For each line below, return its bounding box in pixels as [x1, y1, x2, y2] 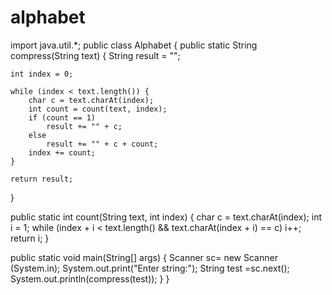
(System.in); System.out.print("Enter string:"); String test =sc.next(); [10, 262, 290, 274]
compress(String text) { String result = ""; [10, 49, 181, 61]
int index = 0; [10, 69, 74, 79]
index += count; [28, 147, 97, 158]
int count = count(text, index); [28, 104, 168, 114]
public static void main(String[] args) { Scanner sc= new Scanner [10, 251, 278, 263]
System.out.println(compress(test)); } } [10, 272, 170, 285]
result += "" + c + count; [46, 139, 159, 149]
